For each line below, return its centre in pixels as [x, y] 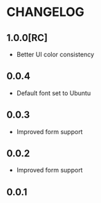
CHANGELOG [45, 12]
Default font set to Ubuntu [54, 93]
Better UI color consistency [55, 54]
